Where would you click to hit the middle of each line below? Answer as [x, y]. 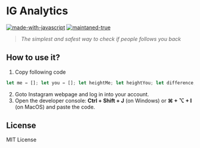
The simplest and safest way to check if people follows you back [101, 39]
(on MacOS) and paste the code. [55, 107]
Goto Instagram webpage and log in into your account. [82, 94]
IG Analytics [37, 11]
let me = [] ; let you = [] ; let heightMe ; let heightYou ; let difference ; [101, 83]
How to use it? [33, 58]
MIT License [21, 140]
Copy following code [40, 72]
